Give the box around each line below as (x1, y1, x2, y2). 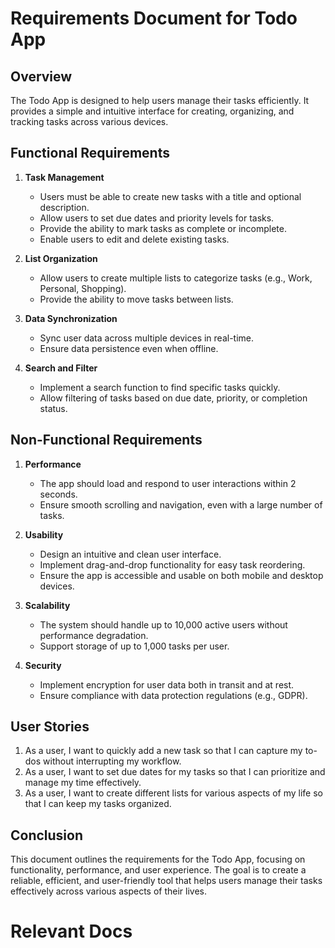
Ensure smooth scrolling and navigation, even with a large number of (39, 498, 323, 511)
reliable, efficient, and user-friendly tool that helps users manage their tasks (10, 875, 323, 887)
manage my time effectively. (24, 777, 142, 789)
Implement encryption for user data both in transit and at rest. (39, 678, 295, 691)
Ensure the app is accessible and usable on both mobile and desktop (39, 569, 324, 581)
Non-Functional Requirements (10, 432, 203, 449)
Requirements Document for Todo (10, 7, 298, 30)
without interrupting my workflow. (43, 755, 182, 767)
